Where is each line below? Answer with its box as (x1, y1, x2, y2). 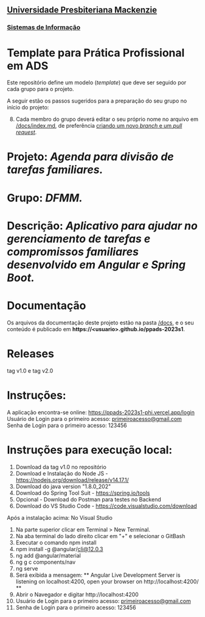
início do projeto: (7, 104, 49, 111)
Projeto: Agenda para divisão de (7, 150, 174, 164)
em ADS (7, 59, 49, 73)
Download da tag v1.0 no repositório (15, 463, 107, 470)
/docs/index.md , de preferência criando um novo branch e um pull (15, 122, 182, 130)
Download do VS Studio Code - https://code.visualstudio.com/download (15, 502, 197, 509)
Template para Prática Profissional (7, 46, 185, 60)
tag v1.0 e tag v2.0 (7, 367, 54, 374)
